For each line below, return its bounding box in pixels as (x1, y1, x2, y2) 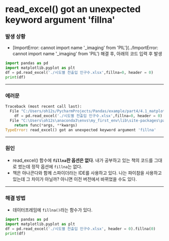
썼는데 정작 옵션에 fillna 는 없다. (18, 163, 83, 169)
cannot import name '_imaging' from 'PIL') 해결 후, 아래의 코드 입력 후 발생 (12, 51, 162, 57)
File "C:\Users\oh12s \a (10, 118, 59, 123)
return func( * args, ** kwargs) (14, 123, 78, 128)
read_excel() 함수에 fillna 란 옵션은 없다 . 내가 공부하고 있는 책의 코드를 (12, 157, 153, 163)
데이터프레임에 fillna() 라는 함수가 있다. (12, 207, 93, 213)
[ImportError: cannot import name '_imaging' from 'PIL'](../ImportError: (12, 45, 158, 51)
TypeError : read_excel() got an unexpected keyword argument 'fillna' (5, 127, 156, 133)
